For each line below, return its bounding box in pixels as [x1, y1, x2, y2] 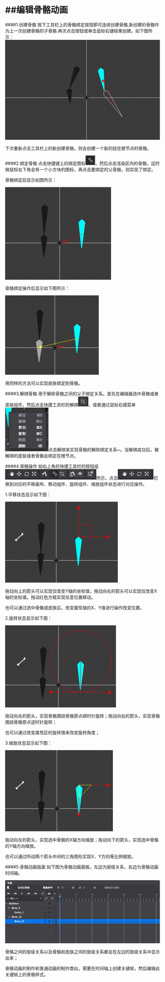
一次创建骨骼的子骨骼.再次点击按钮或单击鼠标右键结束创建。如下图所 [13, 28, 153, 33]
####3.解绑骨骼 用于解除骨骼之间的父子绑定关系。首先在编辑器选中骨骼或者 [5, 391, 159, 397]
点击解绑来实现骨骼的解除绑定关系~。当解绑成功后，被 [48, 447, 159, 453]
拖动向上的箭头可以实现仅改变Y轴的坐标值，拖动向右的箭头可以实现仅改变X [5, 588, 158, 594]
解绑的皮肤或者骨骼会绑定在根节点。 [5, 453, 79, 459]
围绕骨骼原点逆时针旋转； [5, 719, 57, 725]
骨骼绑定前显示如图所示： [5, 177, 57, 183]
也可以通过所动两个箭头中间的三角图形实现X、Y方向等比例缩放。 [5, 854, 136, 859]
